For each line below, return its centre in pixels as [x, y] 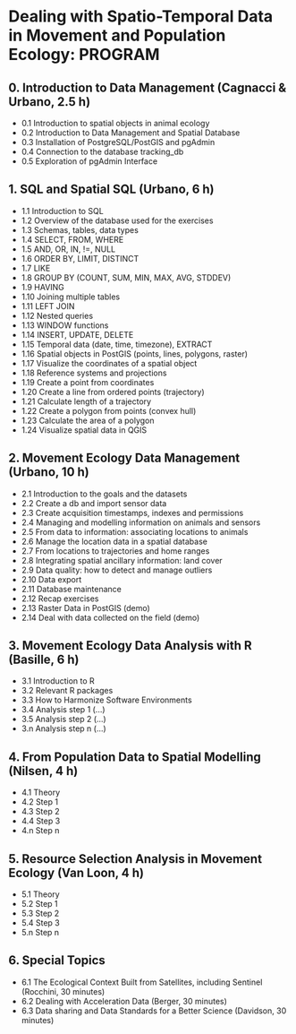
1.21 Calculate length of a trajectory [86, 401]
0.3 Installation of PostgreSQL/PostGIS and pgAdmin [118, 142]
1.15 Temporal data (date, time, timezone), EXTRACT [117, 344]
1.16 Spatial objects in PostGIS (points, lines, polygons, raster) [134, 353]
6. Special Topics [57, 961]
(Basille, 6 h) [44, 660]
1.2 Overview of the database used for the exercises [117, 220]
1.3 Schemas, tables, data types [80, 229]
